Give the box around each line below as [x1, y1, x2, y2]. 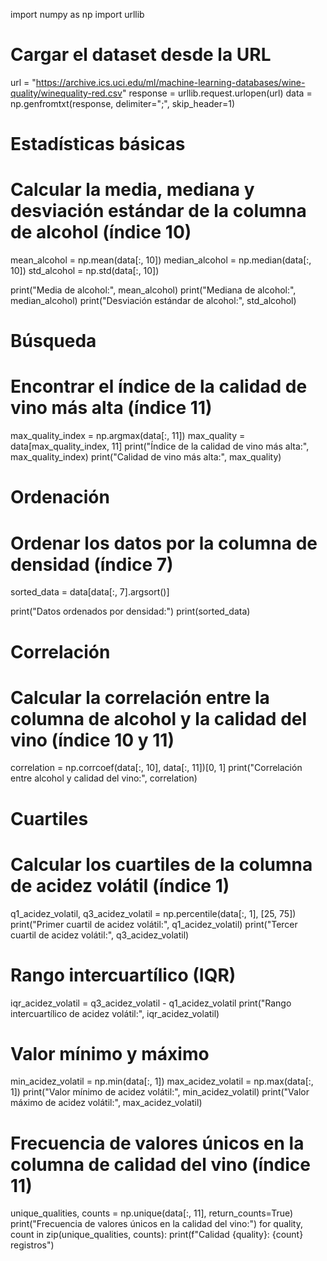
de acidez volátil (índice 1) [10, 874, 230, 897]
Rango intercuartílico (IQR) [10, 964, 237, 986]
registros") [10, 1239, 55, 1251]
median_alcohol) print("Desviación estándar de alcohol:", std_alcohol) [10, 295, 297, 307]
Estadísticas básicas [10, 133, 186, 156]
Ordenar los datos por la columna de [10, 532, 318, 554]
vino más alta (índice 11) [10, 397, 213, 419]
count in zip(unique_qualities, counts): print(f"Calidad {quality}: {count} [10, 1229, 304, 1241]
